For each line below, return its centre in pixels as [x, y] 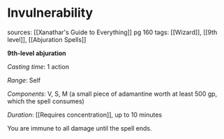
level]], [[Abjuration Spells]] [47, 39]
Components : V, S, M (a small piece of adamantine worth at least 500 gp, [112, 94]
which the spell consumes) [46, 101]
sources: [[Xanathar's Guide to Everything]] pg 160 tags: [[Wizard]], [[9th [112, 32]
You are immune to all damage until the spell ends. [80, 128]
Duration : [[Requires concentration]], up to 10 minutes [85, 115]
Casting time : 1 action [38, 66]
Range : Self [24, 80]
